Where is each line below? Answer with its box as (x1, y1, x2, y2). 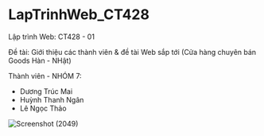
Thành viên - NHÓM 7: (8, 71, 82, 80)
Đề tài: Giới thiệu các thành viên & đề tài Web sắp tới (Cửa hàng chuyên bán (8, 47, 257, 56)
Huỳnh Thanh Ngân (19, 95, 84, 104)
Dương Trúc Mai (19, 86, 73, 96)
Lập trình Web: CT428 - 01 (8, 32, 95, 41)
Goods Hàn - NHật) (8, 56, 72, 65)
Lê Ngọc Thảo (19, 103, 67, 113)
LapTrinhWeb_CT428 (8, 6, 149, 24)
